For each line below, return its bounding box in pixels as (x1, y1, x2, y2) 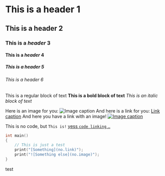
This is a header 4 (5, 52, 45, 58)
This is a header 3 (5, 39, 51, 47)
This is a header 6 (5, 77, 44, 83)
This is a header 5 (5, 63, 45, 70)
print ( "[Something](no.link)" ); (14, 147, 84, 152)
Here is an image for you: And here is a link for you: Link (5, 107, 160, 114)
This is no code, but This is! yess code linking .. (5, 123, 111, 129)
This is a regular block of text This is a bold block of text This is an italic (5, 92, 158, 98)
